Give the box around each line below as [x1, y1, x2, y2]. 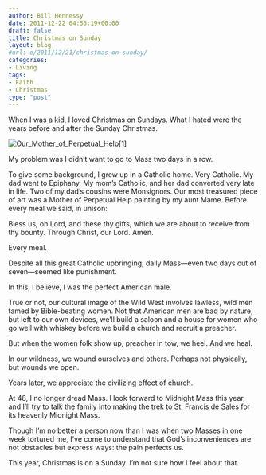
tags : [8, 71, 26, 79]
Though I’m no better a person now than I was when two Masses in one [8, 426, 243, 435]
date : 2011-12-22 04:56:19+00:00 [8, 19, 119, 27]
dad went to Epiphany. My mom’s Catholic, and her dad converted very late [8, 179, 255, 188]
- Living [8, 64, 37, 72]
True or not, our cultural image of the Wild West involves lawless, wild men [8, 298, 253, 308]
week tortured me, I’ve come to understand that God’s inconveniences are [8, 434, 252, 444]
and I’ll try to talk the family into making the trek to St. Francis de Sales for [8, 402, 251, 411]
